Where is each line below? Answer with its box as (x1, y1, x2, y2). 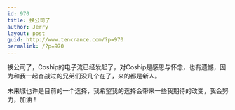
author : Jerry (7, 23, 49, 30)
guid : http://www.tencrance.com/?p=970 (7, 36, 124, 43)
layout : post (7, 29, 46, 37)
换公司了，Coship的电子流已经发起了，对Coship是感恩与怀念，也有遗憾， (7, 63, 220, 71)
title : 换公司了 (7, 17, 51, 24)
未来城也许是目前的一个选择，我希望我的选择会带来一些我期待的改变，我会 (7, 87, 222, 95)
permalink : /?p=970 (7, 43, 65, 50)
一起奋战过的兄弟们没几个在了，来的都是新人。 (25, 71, 161, 80)
